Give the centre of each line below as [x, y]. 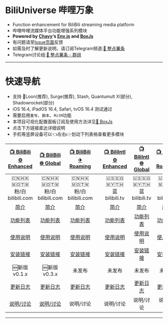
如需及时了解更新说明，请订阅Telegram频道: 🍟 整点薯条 [68, 48]
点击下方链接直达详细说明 [39, 128]
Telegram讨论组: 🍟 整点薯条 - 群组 [47, 55]
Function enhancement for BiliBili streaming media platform [73, 24]
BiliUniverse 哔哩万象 [49, 10]
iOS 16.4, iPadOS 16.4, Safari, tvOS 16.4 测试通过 [62, 109]
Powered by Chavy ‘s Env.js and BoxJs [53, 36]
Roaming [80, 166]
